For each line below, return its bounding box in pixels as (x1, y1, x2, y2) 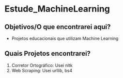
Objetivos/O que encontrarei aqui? (4, 23, 111, 31)
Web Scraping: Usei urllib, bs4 (11, 67, 73, 73)
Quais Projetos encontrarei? (4, 49, 91, 58)
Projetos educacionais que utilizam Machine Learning (11, 35, 119, 41)
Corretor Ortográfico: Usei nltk (11, 62, 73, 68)
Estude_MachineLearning (4, 3, 110, 15)
